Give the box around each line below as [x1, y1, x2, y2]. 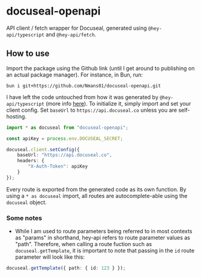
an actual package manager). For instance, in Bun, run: [6, 71, 143, 78]
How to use [6, 49, 50, 59]
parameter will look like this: [15, 253, 85, 261]
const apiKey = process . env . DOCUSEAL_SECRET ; [6, 135, 123, 142]
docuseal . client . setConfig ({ [6, 146, 80, 152]
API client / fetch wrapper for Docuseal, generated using [6, 24, 147, 32]
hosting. [6, 112, 27, 120]
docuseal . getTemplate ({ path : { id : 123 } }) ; [6, 265, 126, 272]
